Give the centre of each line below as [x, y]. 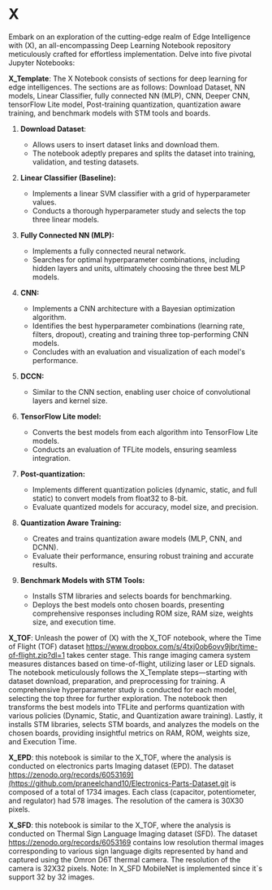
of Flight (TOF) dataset [46, 646]
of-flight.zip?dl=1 [37, 655]
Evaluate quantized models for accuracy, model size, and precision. [145, 506]
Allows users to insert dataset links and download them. [126, 144]
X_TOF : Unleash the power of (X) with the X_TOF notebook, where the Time [135, 638]
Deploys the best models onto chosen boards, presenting [128, 604]
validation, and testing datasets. [86, 162]
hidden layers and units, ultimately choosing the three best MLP [139, 268]
